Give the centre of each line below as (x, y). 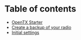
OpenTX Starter (27, 22)
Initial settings (25, 32)
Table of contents (40, 9)
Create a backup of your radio (41, 27)
